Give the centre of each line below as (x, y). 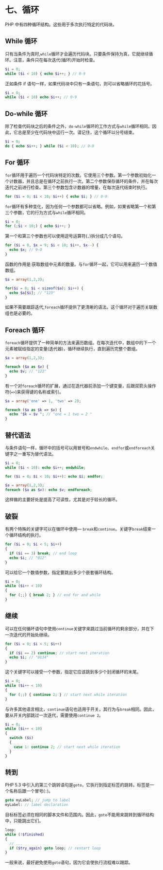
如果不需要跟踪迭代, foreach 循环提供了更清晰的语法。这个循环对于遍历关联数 (81, 307)
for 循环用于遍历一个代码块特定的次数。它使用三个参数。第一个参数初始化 (78, 175)
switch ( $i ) (22, 738)
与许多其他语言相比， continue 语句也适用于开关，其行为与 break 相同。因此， (81, 709)
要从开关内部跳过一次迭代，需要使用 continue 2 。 (54, 715)
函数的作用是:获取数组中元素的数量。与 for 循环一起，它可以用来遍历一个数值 (81, 264)
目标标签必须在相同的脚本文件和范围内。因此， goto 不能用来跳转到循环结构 (80, 815)
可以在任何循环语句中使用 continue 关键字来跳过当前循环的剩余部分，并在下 (80, 628)
